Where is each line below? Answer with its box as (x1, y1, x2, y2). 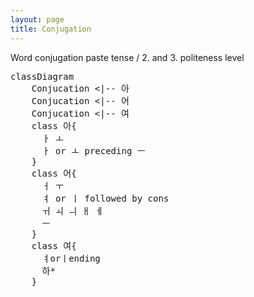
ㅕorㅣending (41, 252, 101, 264)
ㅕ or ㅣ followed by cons (41, 192, 170, 204)
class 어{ (31, 167, 77, 179)
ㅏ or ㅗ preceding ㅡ (41, 145, 146, 156)
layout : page (10, 14, 65, 25)
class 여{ (31, 240, 77, 251)
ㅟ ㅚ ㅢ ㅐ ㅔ (41, 205, 104, 216)
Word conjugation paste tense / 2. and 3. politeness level (10, 51, 245, 63)
